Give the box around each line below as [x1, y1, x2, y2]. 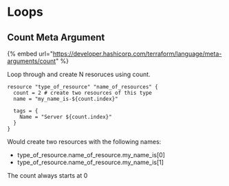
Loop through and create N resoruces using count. [7, 70, 151, 78]
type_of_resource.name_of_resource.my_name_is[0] [17, 151, 165, 159]
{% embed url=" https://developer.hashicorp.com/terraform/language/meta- [7, 49, 222, 58]
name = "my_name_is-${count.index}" [13, 95, 118, 102]
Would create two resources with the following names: [7, 138, 162, 146]
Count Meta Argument [7, 32, 105, 43]
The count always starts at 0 [7, 172, 88, 179]
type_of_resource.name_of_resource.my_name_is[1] [17, 159, 164, 166]
